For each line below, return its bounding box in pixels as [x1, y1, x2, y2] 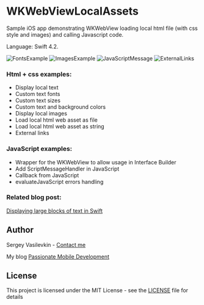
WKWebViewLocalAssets [6, 4, 139, 18]
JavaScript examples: [6, 145, 73, 153]
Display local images [15, 110, 67, 117]
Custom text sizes [15, 97, 61, 105]
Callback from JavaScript [15, 171, 79, 178]
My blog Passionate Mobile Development [6, 252, 110, 260]
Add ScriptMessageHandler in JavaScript [15, 165, 120, 172]
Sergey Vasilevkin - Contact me [6, 241, 86, 248]
